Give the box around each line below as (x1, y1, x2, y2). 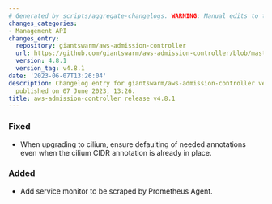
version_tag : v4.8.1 (15, 65, 85, 73)
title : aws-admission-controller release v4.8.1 (8, 94, 176, 102)
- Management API (8, 27, 67, 35)
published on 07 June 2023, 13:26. (15, 86, 136, 95)
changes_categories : (8, 19, 79, 27)
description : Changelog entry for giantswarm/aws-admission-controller (8, 79, 255, 87)
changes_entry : (8, 34, 60, 43)
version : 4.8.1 (15, 57, 67, 65)
